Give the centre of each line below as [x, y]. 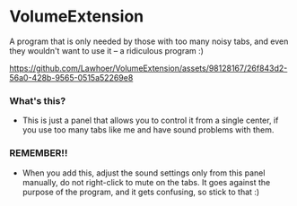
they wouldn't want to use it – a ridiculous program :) [107, 50]
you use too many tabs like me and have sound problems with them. [148, 130]
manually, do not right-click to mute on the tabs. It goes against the [146, 182]
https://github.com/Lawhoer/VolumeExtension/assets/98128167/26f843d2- [148, 68]
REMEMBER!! [39, 153]
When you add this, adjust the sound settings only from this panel [144, 173]
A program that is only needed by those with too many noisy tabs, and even [149, 41]
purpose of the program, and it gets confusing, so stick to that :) [141, 192]
